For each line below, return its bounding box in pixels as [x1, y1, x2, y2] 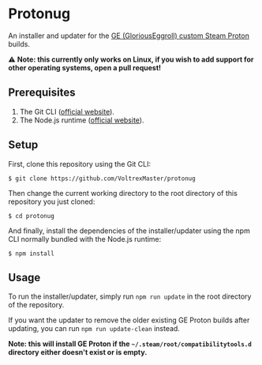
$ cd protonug [8, 212, 55, 220]
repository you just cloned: [8, 197, 95, 206]
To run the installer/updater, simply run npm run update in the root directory [8, 292, 252, 301]
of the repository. [8, 300, 65, 310]
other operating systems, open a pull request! [8, 62, 162, 72]
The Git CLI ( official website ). [19, 107, 114, 116]
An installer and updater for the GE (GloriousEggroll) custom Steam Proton [8, 31, 250, 40]
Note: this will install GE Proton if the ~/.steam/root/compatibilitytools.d [8, 339, 253, 348]
